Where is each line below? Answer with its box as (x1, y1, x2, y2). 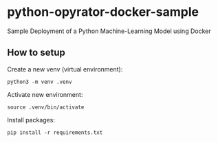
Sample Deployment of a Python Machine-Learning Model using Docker (7, 27, 211, 35)
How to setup (7, 47, 65, 58)
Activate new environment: (7, 90, 83, 98)
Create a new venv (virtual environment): (7, 65, 123, 73)
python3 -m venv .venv (7, 78, 72, 85)
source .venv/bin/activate (7, 104, 85, 111)
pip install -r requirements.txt (7, 129, 103, 136)
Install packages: (7, 115, 55, 124)
